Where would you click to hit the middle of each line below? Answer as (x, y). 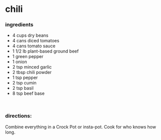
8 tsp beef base (28, 93)
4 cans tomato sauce (34, 46)
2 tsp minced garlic (32, 67)
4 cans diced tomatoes (36, 41)
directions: (19, 116)
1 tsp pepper (25, 77)
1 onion (20, 62)
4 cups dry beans (30, 35)
